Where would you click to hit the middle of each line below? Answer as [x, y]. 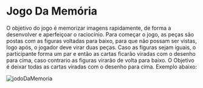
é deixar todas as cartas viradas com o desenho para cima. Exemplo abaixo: [102, 66]
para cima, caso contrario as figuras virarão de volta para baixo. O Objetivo [100, 60]
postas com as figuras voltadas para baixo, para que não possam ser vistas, [102, 41]
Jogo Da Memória [52, 11]
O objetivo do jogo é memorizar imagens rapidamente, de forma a [89, 28]
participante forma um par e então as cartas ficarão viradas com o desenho [101, 53]
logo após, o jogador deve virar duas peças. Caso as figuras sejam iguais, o [101, 47]
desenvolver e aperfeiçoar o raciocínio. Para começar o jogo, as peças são [100, 34]
